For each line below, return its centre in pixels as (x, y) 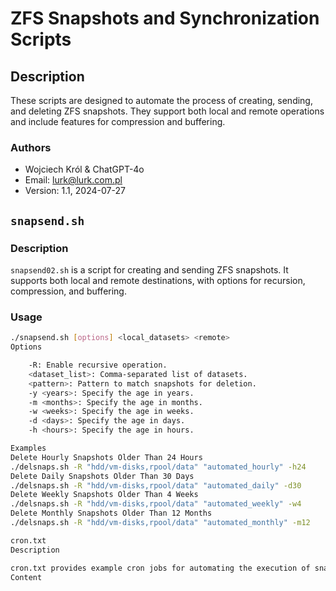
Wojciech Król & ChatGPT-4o (84, 169)
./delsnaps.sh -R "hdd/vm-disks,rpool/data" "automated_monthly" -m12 (160, 523)
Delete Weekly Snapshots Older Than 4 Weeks (104, 495)
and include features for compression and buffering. (118, 121)
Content (26, 577)
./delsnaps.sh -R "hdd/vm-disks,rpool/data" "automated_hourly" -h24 (158, 467)
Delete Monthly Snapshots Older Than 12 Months (111, 513)
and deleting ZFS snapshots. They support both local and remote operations (167, 111)
